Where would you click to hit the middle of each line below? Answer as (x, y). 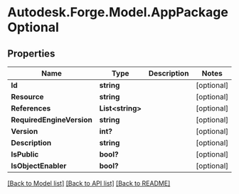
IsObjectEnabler (39, 166)
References (31, 108)
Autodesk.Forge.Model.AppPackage (118, 12)
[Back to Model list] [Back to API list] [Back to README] (89, 183)
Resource (27, 97)
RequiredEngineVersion (52, 120)
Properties (31, 53)
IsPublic (25, 154)
